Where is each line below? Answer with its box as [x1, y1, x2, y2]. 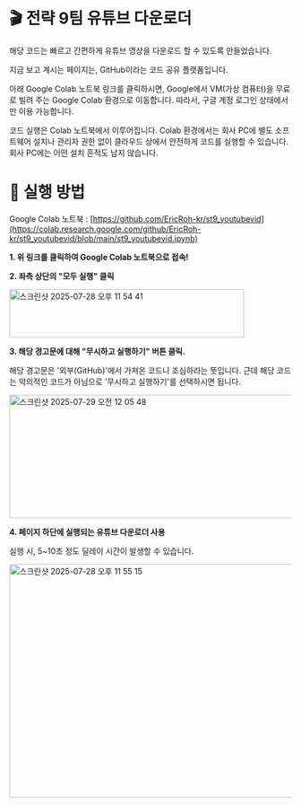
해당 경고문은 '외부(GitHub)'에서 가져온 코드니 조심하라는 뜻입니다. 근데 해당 [9, 364, 275, 375]
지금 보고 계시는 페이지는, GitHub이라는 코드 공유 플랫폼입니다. [9, 64, 228, 75]
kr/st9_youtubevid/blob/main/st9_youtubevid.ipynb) [9, 232, 199, 243]
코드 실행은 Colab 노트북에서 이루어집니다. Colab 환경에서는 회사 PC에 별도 [9, 125, 273, 136]
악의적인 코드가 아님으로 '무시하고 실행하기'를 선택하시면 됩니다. [18, 376, 242, 387]
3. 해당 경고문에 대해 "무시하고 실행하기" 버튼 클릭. [9, 346, 185, 356]
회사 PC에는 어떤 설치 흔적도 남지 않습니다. [9, 147, 159, 158]
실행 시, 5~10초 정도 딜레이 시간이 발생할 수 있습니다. [9, 545, 194, 557]
